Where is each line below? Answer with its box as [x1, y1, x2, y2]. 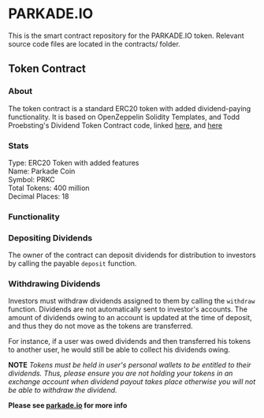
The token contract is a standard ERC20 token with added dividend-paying [8, 103, 251, 113]
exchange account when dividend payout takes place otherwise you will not [8, 377, 256, 386]
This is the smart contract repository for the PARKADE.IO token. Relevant [8, 31, 244, 40]
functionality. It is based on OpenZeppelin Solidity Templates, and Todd [8, 112, 240, 121]
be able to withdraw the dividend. [8, 386, 117, 395]
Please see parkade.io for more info [8, 401, 128, 410]
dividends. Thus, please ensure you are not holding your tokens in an [8, 368, 233, 379]
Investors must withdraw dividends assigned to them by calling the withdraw [8, 297, 255, 306]
